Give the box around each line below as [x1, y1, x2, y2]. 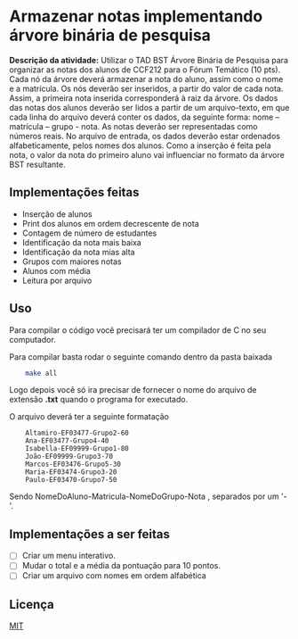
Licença [9, 596, 55, 612]
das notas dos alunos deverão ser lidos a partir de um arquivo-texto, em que [9, 102, 290, 112]
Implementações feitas [9, 185, 140, 200]
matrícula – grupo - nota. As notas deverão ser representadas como [9, 120, 258, 131]
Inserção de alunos [21, 208, 93, 220]
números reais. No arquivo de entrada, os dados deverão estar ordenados [9, 130, 280, 141]
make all [25, 369, 58, 378]
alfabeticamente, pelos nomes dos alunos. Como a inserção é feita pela [9, 140, 271, 151]
